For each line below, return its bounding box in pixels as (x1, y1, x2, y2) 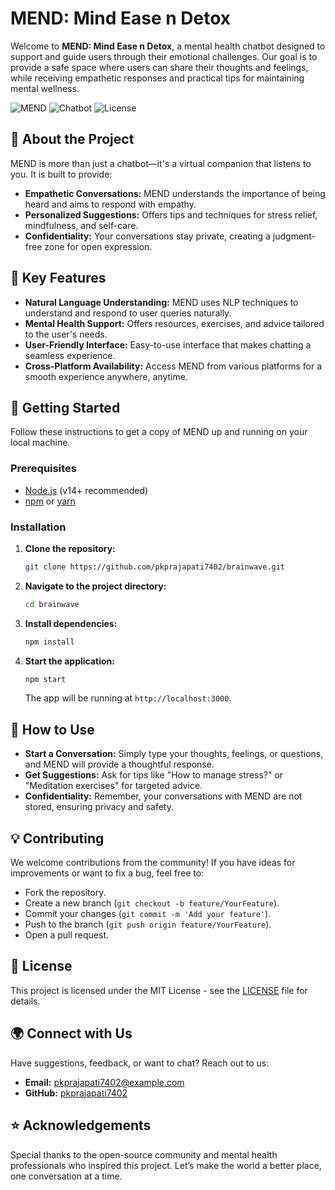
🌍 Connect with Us (10, 1025, 133, 1042)
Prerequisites (10, 462, 77, 476)
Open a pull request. (24, 929, 110, 941)
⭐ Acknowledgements (10, 1117, 152, 1134)
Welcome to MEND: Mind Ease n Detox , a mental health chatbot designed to (10, 40, 326, 52)
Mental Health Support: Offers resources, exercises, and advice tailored (24, 317, 325, 329)
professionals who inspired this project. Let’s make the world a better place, (10, 1159, 322, 1171)
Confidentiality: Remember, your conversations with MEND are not (24, 790, 303, 802)
